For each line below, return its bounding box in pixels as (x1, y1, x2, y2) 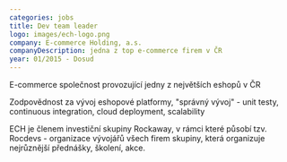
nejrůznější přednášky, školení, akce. (9, 142, 146, 153)
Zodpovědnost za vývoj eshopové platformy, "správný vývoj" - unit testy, (9, 97, 280, 107)
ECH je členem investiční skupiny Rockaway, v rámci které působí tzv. (9, 124, 267, 134)
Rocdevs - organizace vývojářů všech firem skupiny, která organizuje (9, 133, 265, 143)
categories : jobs (9, 13, 74, 22)
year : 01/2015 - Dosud (9, 55, 94, 64)
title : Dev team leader (9, 21, 99, 30)
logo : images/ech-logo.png (9, 30, 110, 38)
